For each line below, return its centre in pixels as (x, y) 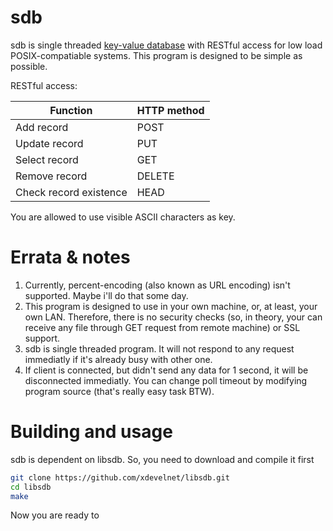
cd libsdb (31, 487)
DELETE (155, 176)
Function (71, 110)
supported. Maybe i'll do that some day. (106, 295)
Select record (47, 159)
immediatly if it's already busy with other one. (118, 359)
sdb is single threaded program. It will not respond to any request (159, 348)
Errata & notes (70, 257)
